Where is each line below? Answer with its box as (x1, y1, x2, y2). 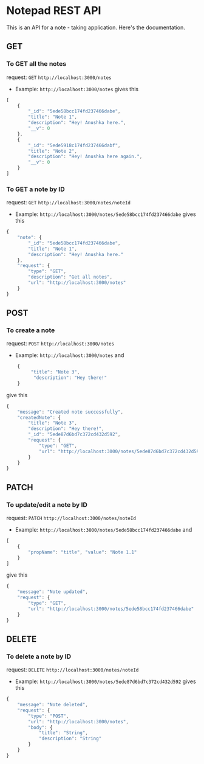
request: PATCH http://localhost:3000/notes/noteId (6, 515, 137, 522)
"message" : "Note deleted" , (17, 702, 88, 708)
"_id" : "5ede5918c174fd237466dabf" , (28, 142, 121, 148)
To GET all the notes (6, 60, 67, 68)
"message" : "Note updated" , (17, 589, 88, 595)
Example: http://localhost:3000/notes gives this (15, 85, 139, 92)
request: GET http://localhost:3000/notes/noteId (6, 199, 131, 206)
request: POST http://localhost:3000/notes (6, 340, 115, 347)
